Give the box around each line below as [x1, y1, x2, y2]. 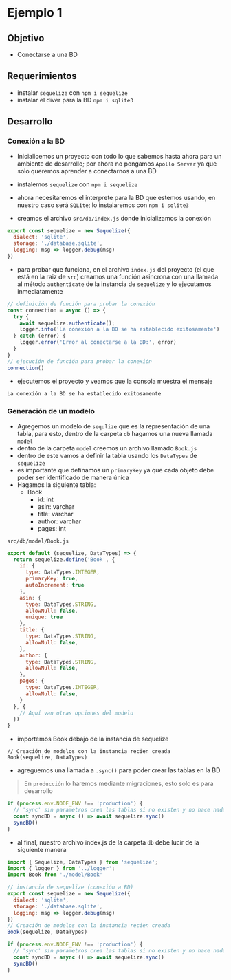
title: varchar [37, 510, 74, 518]
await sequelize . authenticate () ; [19, 320, 115, 327]
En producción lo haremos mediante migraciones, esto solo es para [23, 779, 214, 788]
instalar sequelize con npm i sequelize [16, 88, 129, 97]
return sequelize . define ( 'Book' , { [13, 556, 115, 563]
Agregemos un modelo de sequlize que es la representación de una [16, 422, 210, 431]
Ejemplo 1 [7, 5, 63, 21]
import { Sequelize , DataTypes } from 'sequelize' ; [7, 858, 158, 866]
